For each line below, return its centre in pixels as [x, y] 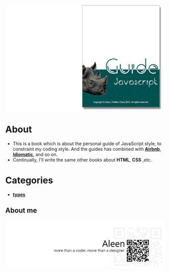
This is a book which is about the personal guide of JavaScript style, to [87, 144]
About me [21, 211]
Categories [29, 181]
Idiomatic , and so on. [35, 154]
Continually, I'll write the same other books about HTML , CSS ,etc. [82, 160]
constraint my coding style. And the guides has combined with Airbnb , [87, 149]
